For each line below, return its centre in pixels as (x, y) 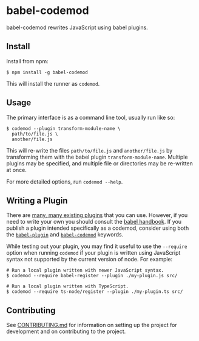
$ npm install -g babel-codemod (47, 72)
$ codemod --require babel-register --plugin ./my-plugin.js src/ (92, 276)
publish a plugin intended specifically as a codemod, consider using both (98, 228)
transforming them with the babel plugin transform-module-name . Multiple (97, 157)
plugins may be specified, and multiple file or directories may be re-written (99, 163)
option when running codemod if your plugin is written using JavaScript (93, 253)
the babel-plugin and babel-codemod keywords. (65, 235)
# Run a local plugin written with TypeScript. (68, 286)
